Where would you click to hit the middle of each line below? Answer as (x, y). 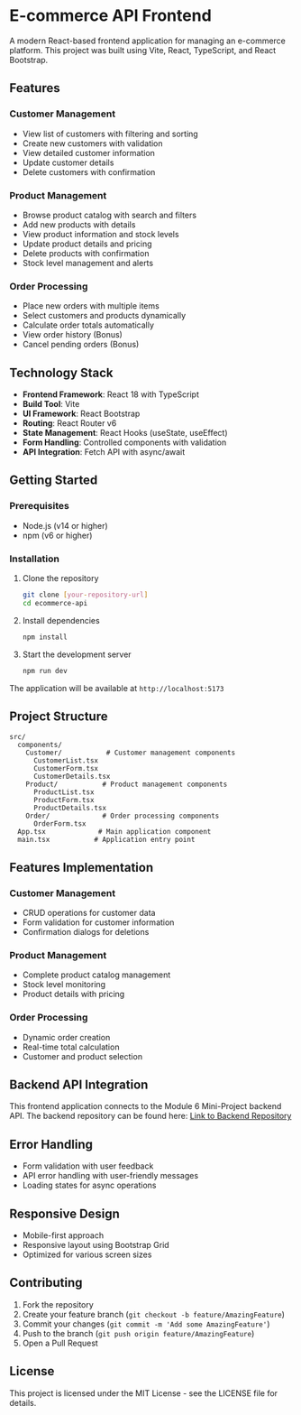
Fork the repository (58, 1304)
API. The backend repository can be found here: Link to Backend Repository (150, 1116)
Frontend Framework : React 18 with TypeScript (111, 394)
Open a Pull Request (60, 1343)
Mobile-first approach (63, 1235)
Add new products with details (79, 224)
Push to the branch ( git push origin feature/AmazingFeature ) (138, 1333)
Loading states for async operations (89, 1185)
